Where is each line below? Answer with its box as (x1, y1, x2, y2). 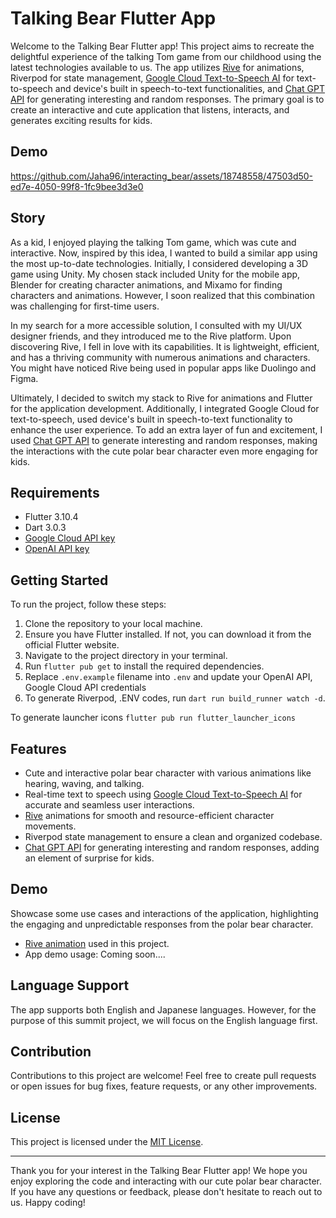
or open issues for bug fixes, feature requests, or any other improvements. (10, 1080, 318, 1092)
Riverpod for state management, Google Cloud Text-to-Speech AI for (10, 72, 295, 84)
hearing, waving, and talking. (24, 778, 145, 789)
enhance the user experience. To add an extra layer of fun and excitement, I (10, 423, 323, 436)
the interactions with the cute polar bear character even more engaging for (10, 445, 318, 457)
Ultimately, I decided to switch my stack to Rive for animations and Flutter (10, 392, 313, 404)
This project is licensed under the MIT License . (10, 1136, 204, 1148)
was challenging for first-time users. (10, 300, 160, 312)
